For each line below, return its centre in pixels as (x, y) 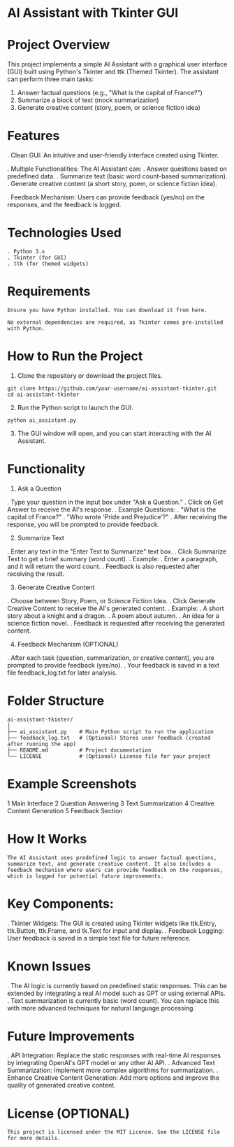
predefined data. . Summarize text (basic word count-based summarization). (117, 176)
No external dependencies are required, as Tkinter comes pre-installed (115, 322)
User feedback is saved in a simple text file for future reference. (99, 938)
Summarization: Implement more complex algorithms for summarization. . (113, 1070)
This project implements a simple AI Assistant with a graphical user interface (117, 64)
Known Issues (49, 966)
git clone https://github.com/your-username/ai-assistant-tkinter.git (112, 388)
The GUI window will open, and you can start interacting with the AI (114, 433)
